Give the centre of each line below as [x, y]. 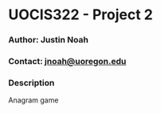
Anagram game [33, 100]
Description [31, 83]
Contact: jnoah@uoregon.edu [67, 62]
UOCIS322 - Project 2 [80, 15]
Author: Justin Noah [49, 40]
